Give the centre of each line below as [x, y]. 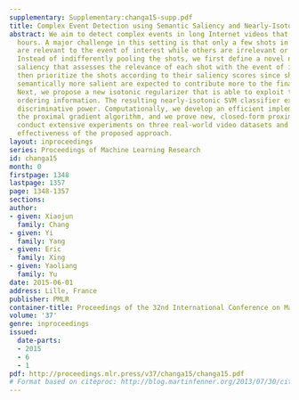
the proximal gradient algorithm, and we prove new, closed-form [141, 117]
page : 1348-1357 [39, 192]
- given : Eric [36, 249]
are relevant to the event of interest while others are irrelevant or [153, 51]
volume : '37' [33, 316]
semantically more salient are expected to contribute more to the [145, 84]
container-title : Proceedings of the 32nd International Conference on [145, 307]
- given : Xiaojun [41, 216]
